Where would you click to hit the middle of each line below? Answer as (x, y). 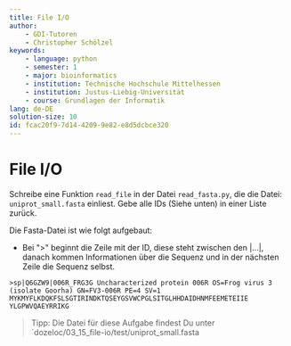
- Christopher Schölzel (69, 42)
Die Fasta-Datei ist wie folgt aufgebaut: (81, 230)
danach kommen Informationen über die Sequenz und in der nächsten (150, 257)
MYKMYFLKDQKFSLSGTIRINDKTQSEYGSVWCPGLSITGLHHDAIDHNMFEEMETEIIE (129, 298)
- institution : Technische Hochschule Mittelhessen (123, 84)
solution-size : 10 (43, 117)
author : (24, 26)
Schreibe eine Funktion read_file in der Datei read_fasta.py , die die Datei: (146, 194)
